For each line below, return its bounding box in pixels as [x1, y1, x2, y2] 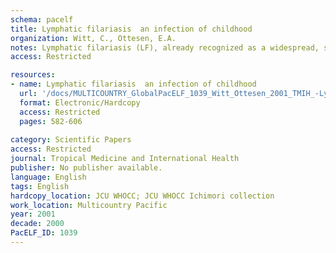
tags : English [10, 181, 70, 191]
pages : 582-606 [19, 116, 83, 126]
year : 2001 [10, 209, 56, 220]
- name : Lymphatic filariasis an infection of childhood [10, 79, 257, 90]
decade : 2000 [10, 219, 65, 229]
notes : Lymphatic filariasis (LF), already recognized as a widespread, [10, 42, 320, 53]
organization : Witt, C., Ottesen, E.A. [10, 33, 177, 43]
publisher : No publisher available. [10, 163, 163, 173]
